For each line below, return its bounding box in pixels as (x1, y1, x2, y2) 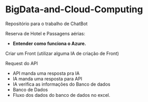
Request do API (5, 60, 38, 66)
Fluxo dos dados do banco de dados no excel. (12, 92, 111, 98)
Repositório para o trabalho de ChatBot (5, 21, 88, 27)
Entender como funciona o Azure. (12, 40, 86, 47)
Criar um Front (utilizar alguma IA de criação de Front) (5, 50, 119, 56)
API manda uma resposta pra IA (12, 70, 80, 76)
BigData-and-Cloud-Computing (5, 4, 143, 15)
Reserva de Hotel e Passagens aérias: (5, 30, 86, 36)
